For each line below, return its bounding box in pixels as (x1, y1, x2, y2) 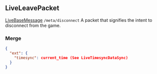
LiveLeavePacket (5, 4, 60, 12)
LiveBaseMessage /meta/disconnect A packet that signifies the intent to (5, 17, 153, 23)
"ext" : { (9, 51, 28, 56)
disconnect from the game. (5, 22, 61, 28)
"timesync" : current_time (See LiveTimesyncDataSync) (14, 55, 128, 60)
